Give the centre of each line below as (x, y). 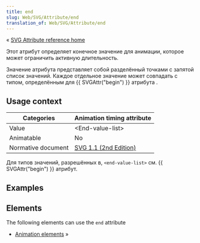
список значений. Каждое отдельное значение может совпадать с (92, 76)
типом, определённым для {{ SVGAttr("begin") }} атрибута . (82, 82)
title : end (20, 12)
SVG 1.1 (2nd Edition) (105, 148)
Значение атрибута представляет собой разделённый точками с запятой (100, 70)
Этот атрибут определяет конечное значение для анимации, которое (95, 52)
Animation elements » (42, 234)
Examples (25, 187)
